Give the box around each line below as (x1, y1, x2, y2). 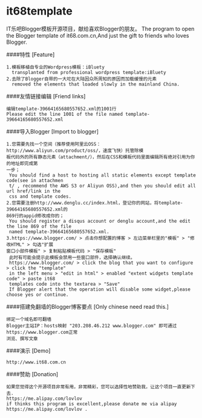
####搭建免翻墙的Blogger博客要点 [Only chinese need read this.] (6, 303, 169, 310)
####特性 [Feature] (6, 50, 55, 58)
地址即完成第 (10, 160, 38, 166)
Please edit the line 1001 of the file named (6, 111, 123, 117)
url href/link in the (6, 188, 61, 194)
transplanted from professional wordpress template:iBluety (11, 69, 166, 75)
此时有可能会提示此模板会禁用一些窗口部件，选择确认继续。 (8, 254, 135, 260)
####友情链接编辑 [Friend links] (6, 92, 86, 99)
